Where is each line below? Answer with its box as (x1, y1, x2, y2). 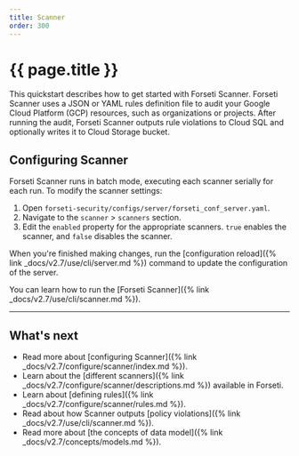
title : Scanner (9, 12, 66, 22)
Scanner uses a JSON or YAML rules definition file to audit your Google (9, 99, 271, 109)
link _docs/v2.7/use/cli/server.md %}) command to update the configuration (9, 258, 288, 268)
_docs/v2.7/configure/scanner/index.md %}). (21, 361, 189, 372)
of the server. (9, 268, 59, 278)
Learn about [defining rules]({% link (21, 389, 154, 400)
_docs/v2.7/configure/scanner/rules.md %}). (21, 399, 187, 410)
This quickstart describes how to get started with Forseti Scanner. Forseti (9, 89, 279, 100)
